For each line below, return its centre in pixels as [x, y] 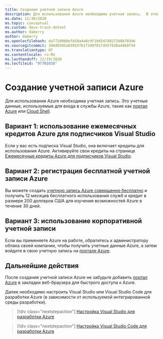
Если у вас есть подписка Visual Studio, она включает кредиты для [75, 145]
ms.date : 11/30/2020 [26, 18]
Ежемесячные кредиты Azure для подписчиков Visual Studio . [68, 156]
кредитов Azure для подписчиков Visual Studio [80, 134]
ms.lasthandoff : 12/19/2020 [33, 59]
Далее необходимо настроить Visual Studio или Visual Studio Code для [78, 292]
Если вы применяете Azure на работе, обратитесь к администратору [77, 240]
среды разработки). [26, 302]
